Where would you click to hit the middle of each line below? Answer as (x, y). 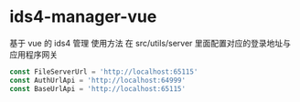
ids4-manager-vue (83, 17)
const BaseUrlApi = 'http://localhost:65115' (97, 88)
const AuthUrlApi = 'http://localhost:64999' (97, 80)
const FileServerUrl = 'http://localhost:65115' (104, 71)
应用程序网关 (33, 54)
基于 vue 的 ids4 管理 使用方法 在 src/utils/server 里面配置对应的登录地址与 (150, 43)
